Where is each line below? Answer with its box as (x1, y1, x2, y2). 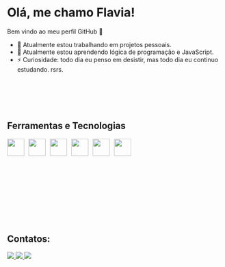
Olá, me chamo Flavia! (7, 5, 135, 20)
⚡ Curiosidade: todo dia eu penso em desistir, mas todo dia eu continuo (16, 55, 219, 64)
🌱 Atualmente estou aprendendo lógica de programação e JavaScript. (16, 48, 214, 56)
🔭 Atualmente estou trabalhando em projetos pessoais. (16, 40, 172, 48)
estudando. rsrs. (16, 65, 64, 73)
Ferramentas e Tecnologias (7, 120, 127, 132)
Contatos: (7, 234, 51, 245)
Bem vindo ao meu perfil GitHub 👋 (7, 27, 103, 36)
